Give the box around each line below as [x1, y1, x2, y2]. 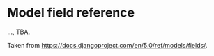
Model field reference [7, 5, 135, 21]
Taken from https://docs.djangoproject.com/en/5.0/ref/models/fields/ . [7, 41, 208, 49]
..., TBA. [7, 28, 30, 36]
